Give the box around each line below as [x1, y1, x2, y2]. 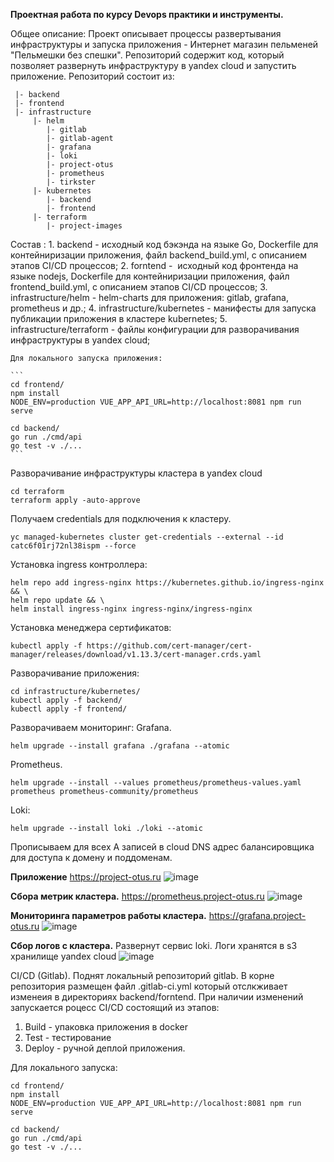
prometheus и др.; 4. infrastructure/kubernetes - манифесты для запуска [10, 302, 317, 314]
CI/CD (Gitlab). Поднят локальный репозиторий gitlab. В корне [10, 970, 275, 981]
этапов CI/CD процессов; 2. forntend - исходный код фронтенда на [10, 260, 299, 271]
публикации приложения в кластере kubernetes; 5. [10, 313, 228, 324]
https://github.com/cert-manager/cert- [86, 641, 253, 651]
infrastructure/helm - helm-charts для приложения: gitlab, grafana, [10, 292, 289, 303]
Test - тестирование [24, 1032, 112, 1043]
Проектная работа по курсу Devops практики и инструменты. [10, 9, 284, 20]
